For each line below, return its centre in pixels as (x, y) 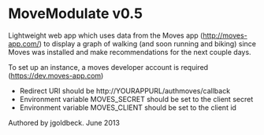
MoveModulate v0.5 (76, 14)
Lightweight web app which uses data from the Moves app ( (106, 35)
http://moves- (225, 35)
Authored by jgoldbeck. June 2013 (64, 122)
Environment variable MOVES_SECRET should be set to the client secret (136, 99)
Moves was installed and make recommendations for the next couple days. (130, 52)
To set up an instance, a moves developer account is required (108, 67)
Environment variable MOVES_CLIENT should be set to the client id (128, 108)
